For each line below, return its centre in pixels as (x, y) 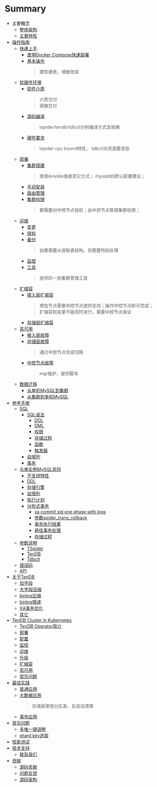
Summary (25, 9)
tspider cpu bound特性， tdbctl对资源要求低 (84, 148)
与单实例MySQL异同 (40, 469)
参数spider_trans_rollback (61, 517)
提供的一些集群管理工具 (63, 278)
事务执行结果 (47, 524)
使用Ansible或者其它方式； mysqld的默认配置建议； (92, 176)
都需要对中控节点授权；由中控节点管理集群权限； (90, 210)
